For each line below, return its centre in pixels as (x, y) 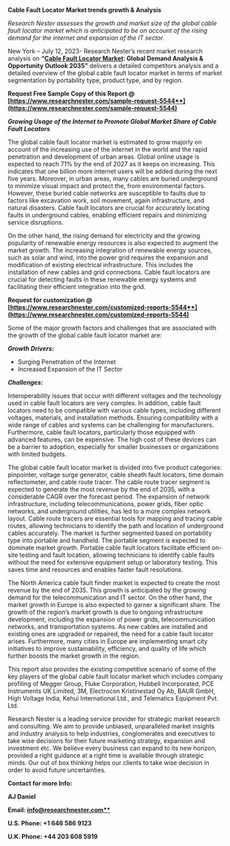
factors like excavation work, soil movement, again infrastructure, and (106, 201)
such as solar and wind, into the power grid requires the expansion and (108, 258)
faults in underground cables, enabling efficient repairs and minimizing (107, 215)
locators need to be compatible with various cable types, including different (114, 410)
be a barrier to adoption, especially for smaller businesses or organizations (113, 447)
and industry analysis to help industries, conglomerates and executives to (112, 733)
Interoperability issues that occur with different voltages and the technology (115, 396)
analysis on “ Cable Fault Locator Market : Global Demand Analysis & (106, 58)
